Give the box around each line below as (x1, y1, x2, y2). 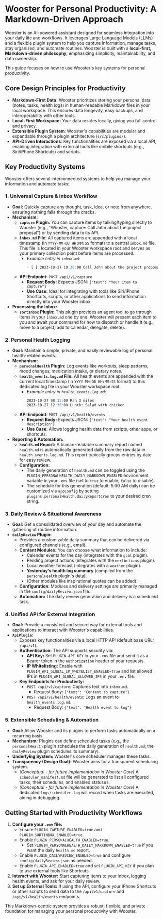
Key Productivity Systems (5, 163, 85, 171)
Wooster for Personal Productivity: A (5, 3, 157, 15)
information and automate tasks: (5, 181, 70, 186)
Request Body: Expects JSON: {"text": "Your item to (26, 279, 137, 284)
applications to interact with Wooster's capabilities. (12, 627, 114, 633)
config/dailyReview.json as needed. (19, 858, 93, 864)
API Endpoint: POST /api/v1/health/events (19, 411, 106, 417)
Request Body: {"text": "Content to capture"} (33, 689, 130, 695)
